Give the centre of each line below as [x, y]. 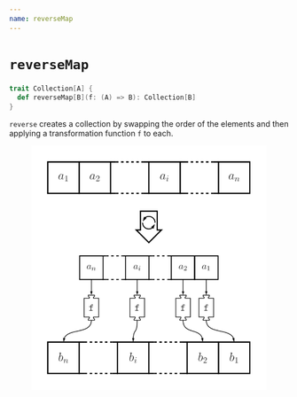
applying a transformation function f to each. [91, 134]
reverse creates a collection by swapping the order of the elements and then [149, 124]
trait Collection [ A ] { [51, 89]
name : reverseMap [41, 19]
